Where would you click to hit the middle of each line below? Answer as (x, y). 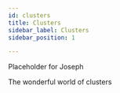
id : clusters (29, 15)
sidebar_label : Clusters (49, 30)
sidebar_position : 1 (42, 37)
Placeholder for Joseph (46, 67)
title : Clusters (35, 23)
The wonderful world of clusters (60, 82)
